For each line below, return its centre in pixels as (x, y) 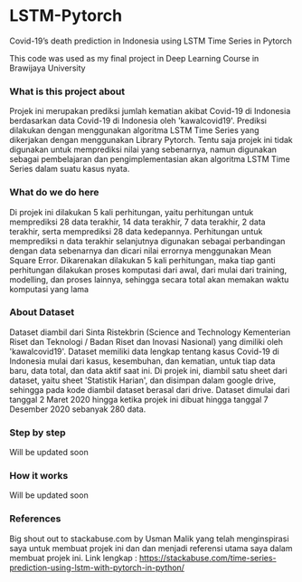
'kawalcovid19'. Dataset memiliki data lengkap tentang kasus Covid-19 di (145, 351)
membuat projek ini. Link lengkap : (73, 558)
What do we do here (54, 193)
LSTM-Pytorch (66, 16)
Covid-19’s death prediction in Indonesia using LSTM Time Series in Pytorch (151, 41)
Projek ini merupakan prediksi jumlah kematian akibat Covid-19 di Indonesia (150, 111)
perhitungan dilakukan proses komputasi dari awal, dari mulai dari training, (148, 270)
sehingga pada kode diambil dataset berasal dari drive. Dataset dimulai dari (150, 389)
